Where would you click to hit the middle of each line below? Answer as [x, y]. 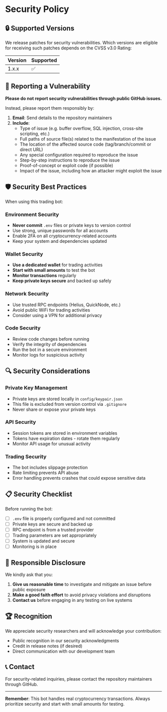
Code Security [23, 328]
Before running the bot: [29, 509]
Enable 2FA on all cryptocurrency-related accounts [64, 236]
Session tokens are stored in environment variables [65, 433]
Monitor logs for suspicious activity [48, 355]
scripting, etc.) [35, 134]
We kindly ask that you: [29, 575]
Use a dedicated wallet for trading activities [57, 265]
